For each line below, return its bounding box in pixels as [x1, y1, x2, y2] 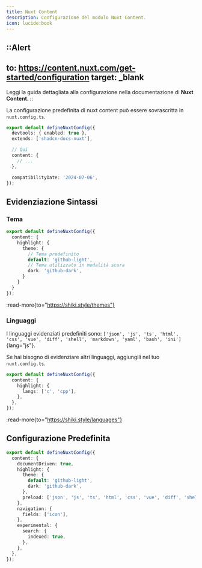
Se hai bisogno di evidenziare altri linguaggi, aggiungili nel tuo [6, 353, 160, 360]
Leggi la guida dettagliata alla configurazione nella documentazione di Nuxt [6, 88, 194, 95]
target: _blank [91, 72, 144, 83]
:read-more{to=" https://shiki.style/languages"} [6, 416, 123, 423]
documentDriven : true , [17, 461, 74, 467]
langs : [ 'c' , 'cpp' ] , [22, 388, 77, 394]
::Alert [6, 42, 31, 53]
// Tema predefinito [28, 251, 79, 257]
